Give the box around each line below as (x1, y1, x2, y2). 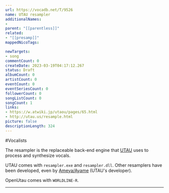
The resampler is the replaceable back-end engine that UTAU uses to (5, 147, 149, 153)
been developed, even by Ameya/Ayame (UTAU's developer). (5, 167, 132, 173)
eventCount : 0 (5, 82, 35, 87)
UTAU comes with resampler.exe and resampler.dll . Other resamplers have (5, 162, 162, 168)
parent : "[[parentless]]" (5, 26, 59, 31)
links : (5, 105, 19, 110)
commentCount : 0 (5, 58, 39, 63)
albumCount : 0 (5, 72, 35, 78)
